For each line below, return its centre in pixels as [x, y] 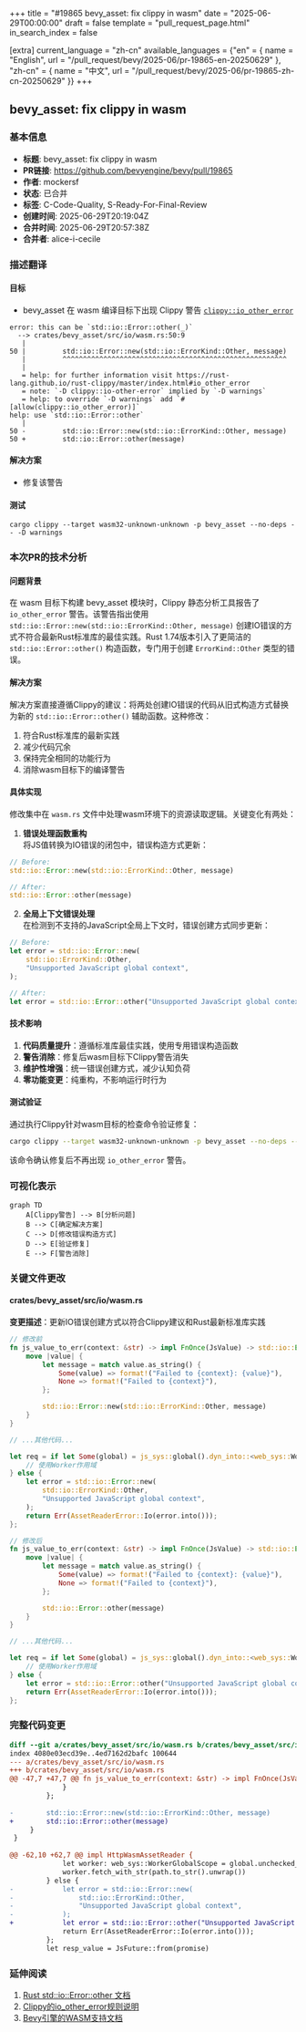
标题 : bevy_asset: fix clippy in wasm [90, 159]
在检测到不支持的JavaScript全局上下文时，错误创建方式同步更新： [147, 926]
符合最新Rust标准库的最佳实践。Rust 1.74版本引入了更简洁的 [138, 637]
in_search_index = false [54, 32]
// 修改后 [26, 1540]
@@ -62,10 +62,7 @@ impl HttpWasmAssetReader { [102, 1855]
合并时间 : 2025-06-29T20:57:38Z [86, 227]
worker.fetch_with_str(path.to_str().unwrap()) [154, 1872]
